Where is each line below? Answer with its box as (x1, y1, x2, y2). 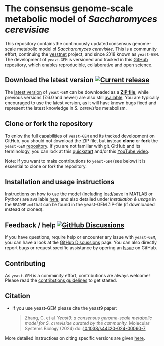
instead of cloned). (5, 207, 44, 212)
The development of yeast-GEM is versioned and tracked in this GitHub (5, 56, 148, 62)
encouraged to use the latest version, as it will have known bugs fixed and (5, 100, 157, 106)
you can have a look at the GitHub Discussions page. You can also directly (5, 239, 157, 246)
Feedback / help (5, 221, 56, 229)
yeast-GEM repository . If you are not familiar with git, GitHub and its (5, 143, 141, 149)
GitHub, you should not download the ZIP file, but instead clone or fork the (5, 138, 158, 144)
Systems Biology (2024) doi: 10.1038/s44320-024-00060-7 (24, 325, 146, 331)
